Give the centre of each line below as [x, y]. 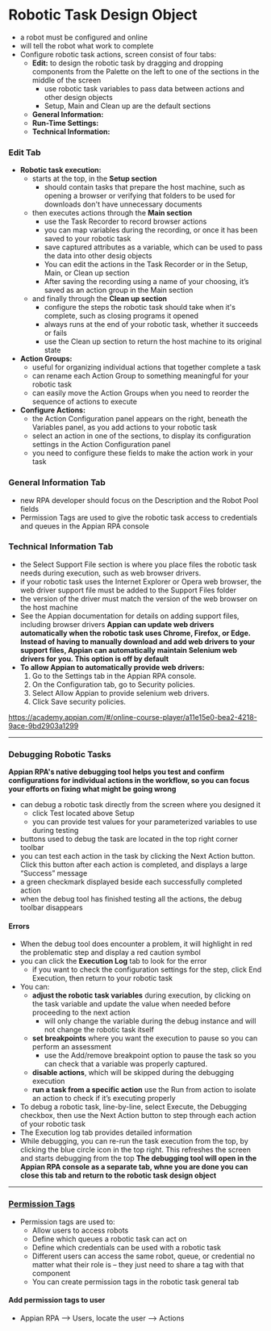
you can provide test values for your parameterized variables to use [144, 822]
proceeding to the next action [81, 1013]
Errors [19, 926]
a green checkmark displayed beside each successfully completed [131, 882]
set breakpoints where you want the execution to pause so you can [145, 1038]
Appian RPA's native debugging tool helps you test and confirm [117, 772]
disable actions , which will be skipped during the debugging [133, 1073]
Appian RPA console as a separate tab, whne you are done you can [134, 1167]
